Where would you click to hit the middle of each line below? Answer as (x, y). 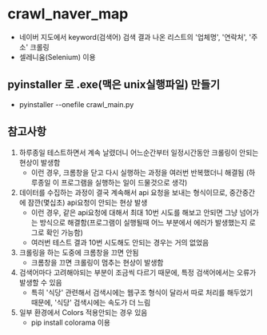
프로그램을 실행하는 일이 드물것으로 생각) (124, 182)
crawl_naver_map (68, 14)
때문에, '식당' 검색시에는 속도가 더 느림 (91, 302)
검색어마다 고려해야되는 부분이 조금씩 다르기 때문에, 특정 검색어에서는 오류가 (137, 272)
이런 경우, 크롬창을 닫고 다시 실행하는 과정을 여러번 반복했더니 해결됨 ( (140, 172)
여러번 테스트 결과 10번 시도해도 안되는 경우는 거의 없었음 (120, 242)
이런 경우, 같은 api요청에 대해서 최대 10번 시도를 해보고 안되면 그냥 (134, 212)
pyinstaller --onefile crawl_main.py (76, 104)
